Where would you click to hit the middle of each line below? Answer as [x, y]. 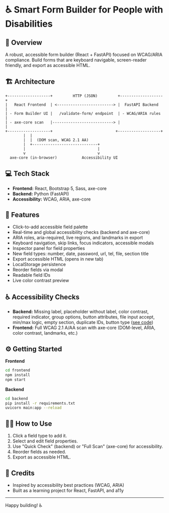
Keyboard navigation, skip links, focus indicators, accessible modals [83, 243]
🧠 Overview [24, 43]
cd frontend [18, 370]
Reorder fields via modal [38, 270]
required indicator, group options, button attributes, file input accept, [83, 317]
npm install [18, 375]
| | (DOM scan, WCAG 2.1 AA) [56, 140]
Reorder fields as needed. [39, 452]
